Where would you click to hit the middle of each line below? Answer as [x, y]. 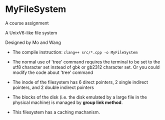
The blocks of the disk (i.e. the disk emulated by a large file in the [80, 97]
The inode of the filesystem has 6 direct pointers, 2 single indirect [80, 82]
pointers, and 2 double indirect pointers [53, 87]
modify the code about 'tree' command [53, 72]
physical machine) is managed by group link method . [67, 102]
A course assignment [27, 23]
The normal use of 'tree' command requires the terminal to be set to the [86, 61]
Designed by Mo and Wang [33, 42]
